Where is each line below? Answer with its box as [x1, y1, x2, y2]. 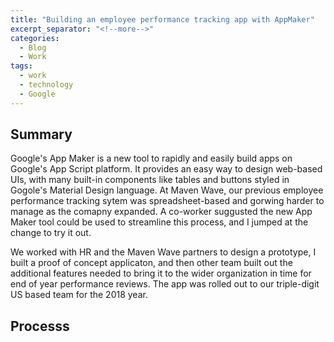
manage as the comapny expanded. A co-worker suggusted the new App [10, 206, 313, 218]
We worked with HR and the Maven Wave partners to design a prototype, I [10, 246, 317, 258]
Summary [10, 126, 73, 143]
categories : [10, 33, 60, 43]
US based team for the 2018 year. [10, 289, 148, 301]
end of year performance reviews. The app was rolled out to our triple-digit [10, 278, 320, 290]
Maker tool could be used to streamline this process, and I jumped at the [10, 216, 309, 228]
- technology [19, 80, 74, 90]
